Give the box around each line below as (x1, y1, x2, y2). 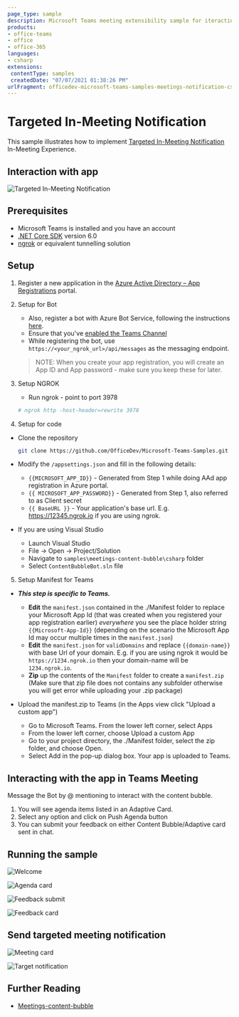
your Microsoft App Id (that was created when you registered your (28, 611, 223, 619)
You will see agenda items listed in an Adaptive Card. (17, 805, 173, 813)
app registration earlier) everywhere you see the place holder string (28, 618, 227, 627)
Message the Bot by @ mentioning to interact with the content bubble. (7, 791, 213, 800)
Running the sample (7, 848, 98, 860)
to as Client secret (28, 496, 82, 505)
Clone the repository (17, 433, 78, 442)
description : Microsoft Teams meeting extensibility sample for (7, 17, 202, 24)
